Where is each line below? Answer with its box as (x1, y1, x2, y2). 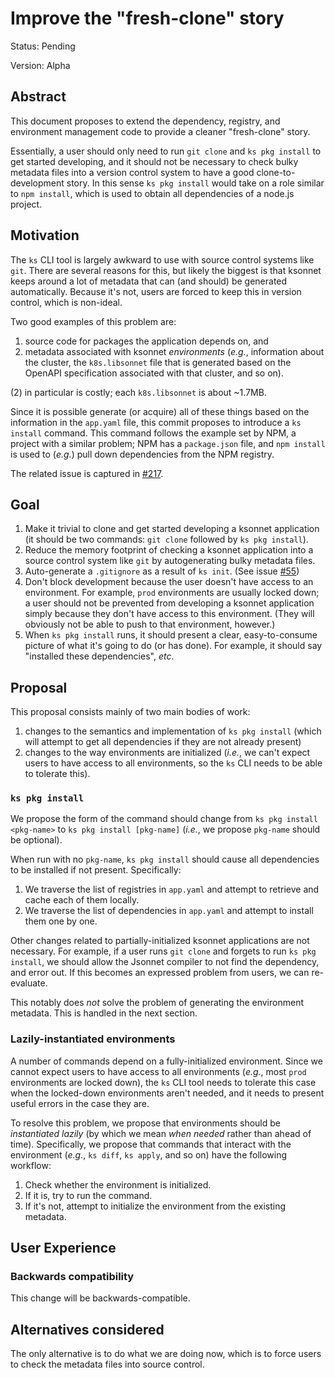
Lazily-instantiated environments (10, 1032, 176, 1046)
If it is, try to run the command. (24, 1189, 153, 1201)
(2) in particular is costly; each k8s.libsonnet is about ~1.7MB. (10, 386, 267, 398)
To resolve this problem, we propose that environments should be (10, 1117, 281, 1129)
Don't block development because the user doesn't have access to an (24, 576, 314, 588)
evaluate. (10, 977, 48, 989)
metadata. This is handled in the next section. (10, 1007, 198, 1019)
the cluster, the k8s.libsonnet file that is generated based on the (24, 356, 292, 368)
